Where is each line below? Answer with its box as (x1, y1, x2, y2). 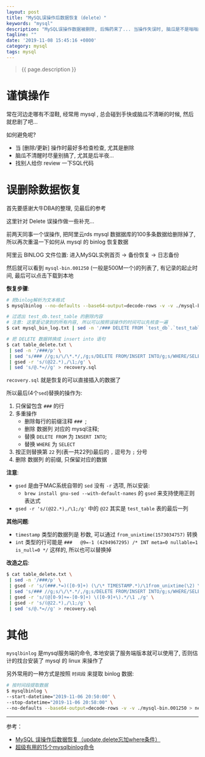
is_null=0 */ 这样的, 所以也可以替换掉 (15, 546, 112, 554)
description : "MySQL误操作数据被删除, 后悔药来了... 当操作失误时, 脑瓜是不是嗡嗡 (6, 26, 198, 32)
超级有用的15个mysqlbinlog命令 (15, 743, 95, 750)
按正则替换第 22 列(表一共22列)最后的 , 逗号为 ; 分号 (15, 448, 148, 456)
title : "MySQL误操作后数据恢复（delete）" (6, 15, 107, 21)
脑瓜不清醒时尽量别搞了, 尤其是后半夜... (15, 151, 114, 159)
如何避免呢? (6, 131, 37, 138)
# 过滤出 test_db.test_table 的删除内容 (6, 313, 103, 320)
